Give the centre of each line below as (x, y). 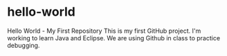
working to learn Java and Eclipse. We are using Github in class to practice (113, 38)
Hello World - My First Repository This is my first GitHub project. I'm (104, 31)
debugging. (24, 45)
